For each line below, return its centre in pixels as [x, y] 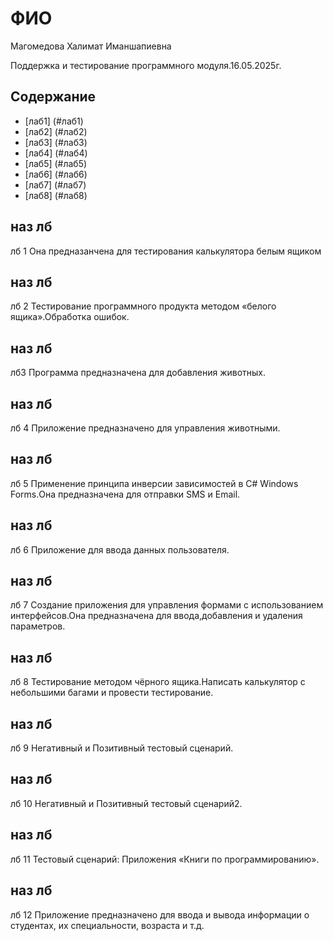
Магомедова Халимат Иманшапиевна [91, 46]
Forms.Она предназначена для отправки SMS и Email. [125, 494]
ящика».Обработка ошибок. [70, 317]
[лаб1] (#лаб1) [54, 121]
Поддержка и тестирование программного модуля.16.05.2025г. [146, 65]
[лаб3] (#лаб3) [56, 142]
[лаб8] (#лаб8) [56, 195]
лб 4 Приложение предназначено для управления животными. [145, 428]
